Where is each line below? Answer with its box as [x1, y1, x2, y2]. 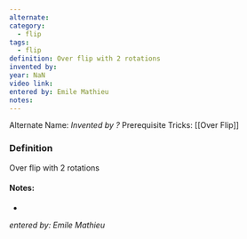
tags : [9, 37, 29, 47]
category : [9, 21, 46, 30]
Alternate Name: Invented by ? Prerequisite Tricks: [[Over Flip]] [9, 120, 240, 131]
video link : [9, 79, 53, 88]
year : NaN [9, 71, 46, 80]
